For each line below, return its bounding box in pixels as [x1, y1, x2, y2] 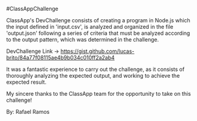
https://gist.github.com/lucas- [60, 48, 135, 55]
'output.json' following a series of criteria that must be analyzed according [6, 29, 190, 37]
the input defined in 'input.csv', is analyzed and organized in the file [6, 23, 174, 30]
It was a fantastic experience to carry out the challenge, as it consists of [6, 66, 185, 73]
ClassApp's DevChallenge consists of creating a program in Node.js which [6, 17, 190, 23]
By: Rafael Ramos [6, 108, 50, 115]
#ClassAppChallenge [6, 5, 59, 12]
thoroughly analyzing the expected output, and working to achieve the [6, 72, 180, 79]
